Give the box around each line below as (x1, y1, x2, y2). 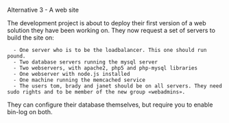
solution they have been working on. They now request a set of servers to (7, 27, 216, 34)
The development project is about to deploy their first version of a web (7, 19, 207, 27)
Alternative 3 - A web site (7, 6, 79, 14)
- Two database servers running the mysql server (13, 59, 158, 66)
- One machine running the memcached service (13, 77, 146, 83)
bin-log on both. (7, 108, 53, 115)
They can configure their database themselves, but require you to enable (7, 100, 213, 109)
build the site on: (7, 33, 55, 42)
